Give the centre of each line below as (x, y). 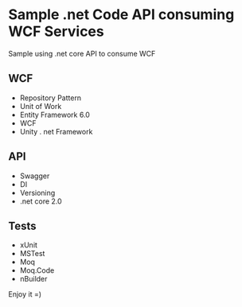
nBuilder (33, 279)
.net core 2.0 (41, 201)
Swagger (35, 176)
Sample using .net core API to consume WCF (82, 53)
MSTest (32, 254)
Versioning (37, 192)
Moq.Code (37, 270)
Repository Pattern (51, 98)
